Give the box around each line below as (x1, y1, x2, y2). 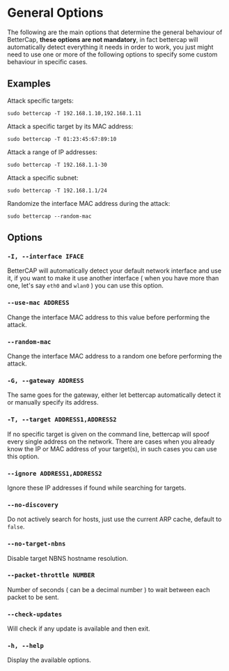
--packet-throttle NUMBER (7, 571, 95, 580)
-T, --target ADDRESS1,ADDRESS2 (7, 416, 117, 423)
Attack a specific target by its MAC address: (7, 122, 134, 130)
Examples (7, 78, 51, 90)
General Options (7, 5, 104, 21)
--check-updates (7, 610, 63, 618)
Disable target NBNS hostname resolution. (7, 554, 129, 562)
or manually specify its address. (7, 398, 99, 407)
